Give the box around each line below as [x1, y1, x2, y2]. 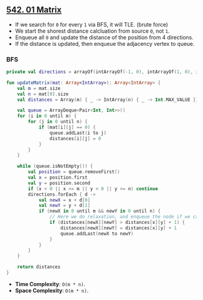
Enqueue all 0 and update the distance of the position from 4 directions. [14, 33, 194, 41]
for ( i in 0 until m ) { [17, 113, 77, 120]
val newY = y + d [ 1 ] [38, 202, 91, 209]
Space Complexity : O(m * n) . [14, 287, 89, 294]
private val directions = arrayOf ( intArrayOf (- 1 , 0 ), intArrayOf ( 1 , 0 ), [6, 69, 193, 75]
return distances [17, 264, 61, 270]
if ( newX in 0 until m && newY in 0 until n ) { [38, 208, 161, 214]
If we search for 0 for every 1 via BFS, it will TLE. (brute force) [14, 21, 169, 28]
